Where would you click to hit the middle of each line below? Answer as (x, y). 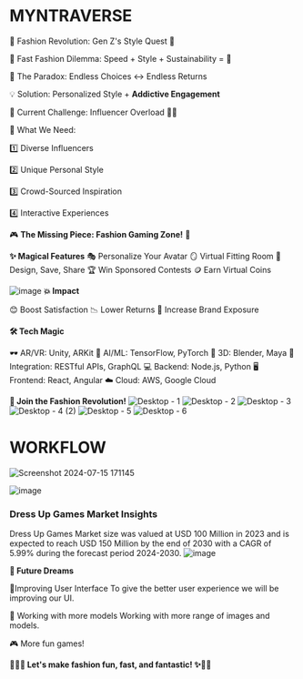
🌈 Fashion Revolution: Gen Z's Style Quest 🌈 (92, 41)
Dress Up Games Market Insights (83, 513)
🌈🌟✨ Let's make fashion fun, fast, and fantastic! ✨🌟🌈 (111, 664)
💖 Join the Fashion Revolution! (68, 400)
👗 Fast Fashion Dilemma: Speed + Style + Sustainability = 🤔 (121, 58)
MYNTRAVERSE (71, 16)
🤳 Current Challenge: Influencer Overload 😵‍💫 (93, 112)
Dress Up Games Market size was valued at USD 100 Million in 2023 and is (149, 534)
